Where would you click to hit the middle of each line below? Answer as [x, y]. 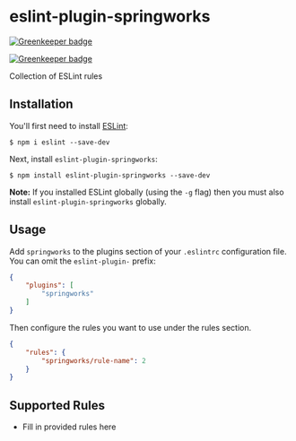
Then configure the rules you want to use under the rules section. [131, 327]
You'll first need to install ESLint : [69, 125]
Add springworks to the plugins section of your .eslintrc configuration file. [148, 251]
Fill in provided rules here [69, 427]
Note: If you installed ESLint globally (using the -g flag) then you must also [147, 192]
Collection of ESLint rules [56, 76]
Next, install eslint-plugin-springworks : [84, 159]
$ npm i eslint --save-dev [60, 142]
